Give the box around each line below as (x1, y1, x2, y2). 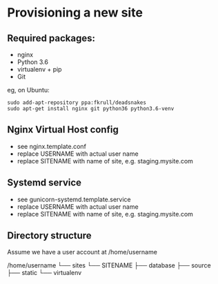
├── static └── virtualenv (7, 269, 82, 277)
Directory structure (7, 230, 92, 242)
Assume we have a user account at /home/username (7, 248, 157, 256)
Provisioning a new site (7, 5, 143, 21)
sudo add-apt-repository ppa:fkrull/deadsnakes (7, 99, 147, 106)
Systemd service (7, 177, 81, 189)
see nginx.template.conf (17, 142, 86, 150)
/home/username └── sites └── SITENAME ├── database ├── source (7, 261, 212, 270)
